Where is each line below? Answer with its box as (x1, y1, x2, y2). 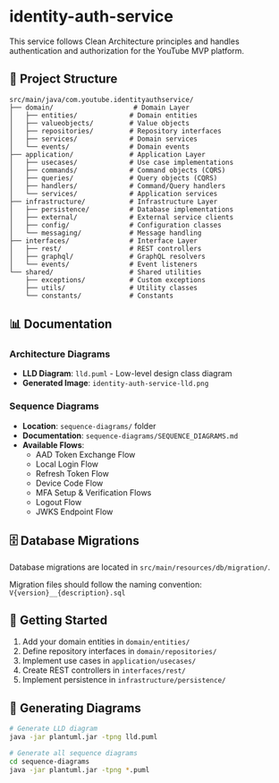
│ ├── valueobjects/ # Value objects (9, 118, 190, 127)
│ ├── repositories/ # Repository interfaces (9, 126, 222, 135)
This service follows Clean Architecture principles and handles (9, 36, 240, 47)
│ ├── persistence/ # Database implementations (9, 204, 234, 214)
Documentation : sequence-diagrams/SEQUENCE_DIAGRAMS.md (21, 430, 239, 441)
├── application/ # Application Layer (9, 150, 206, 159)
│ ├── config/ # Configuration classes (9, 220, 222, 229)
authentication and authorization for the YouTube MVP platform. (9, 45, 244, 56)
